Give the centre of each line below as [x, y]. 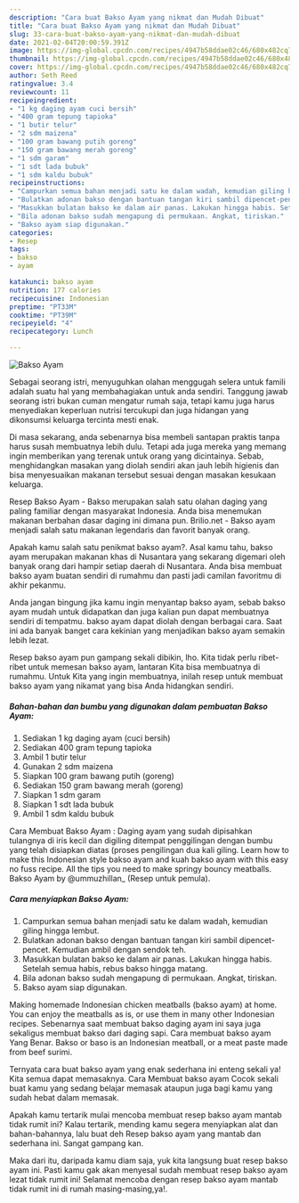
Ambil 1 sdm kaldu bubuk [68, 813]
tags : [19, 249]
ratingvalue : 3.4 [41, 84]
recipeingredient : [43, 100]
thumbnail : [29, 59]
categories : [31, 232]
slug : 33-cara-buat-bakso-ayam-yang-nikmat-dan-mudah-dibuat [125, 34]
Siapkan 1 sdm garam [61, 794]
